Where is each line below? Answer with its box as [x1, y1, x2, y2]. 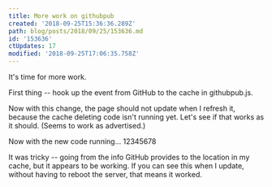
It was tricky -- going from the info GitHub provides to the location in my [8, 152, 250, 162]
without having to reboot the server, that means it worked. [8, 170, 203, 179]
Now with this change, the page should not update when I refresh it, [8, 103, 235, 113]
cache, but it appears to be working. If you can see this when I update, [8, 161, 245, 171]
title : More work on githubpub [8, 11, 114, 20]
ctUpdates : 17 [8, 42, 57, 50]
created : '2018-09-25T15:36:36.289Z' [8, 20, 136, 28]
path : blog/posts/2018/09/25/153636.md [8, 27, 144, 35]
